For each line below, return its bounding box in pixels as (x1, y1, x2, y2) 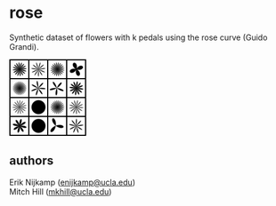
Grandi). (9, 41, 39, 51)
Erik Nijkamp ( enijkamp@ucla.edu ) (9, 177, 136, 187)
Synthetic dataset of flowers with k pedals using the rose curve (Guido (9, 32, 268, 43)
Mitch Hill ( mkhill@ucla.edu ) (9, 186, 112, 197)
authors (9, 154, 54, 169)
